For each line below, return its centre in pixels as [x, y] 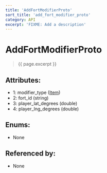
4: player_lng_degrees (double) [46, 109]
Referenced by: [30, 154]
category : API [21, 20]
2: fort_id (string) [31, 98]
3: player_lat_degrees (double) [45, 103]
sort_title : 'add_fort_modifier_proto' [48, 15]
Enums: [18, 125]
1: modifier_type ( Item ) [37, 92]
